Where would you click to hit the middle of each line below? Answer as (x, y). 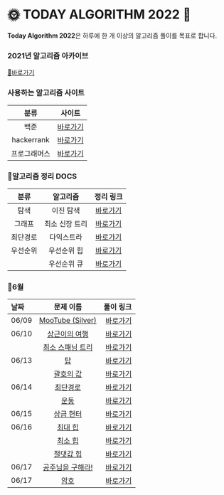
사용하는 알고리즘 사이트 (46, 93)
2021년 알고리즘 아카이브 (48, 55)
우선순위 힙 (66, 250)
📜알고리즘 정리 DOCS (42, 176)
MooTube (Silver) (68, 321)
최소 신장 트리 (65, 223)
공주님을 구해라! (68, 467)
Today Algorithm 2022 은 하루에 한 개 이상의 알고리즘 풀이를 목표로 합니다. (112, 36)
